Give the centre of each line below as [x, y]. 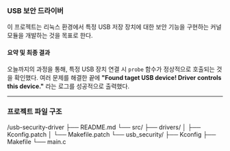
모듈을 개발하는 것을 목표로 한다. [50, 36]
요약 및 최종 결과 [29, 52]
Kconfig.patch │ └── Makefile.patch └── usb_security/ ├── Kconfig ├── [112, 134]
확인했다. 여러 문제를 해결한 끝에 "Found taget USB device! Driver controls [118, 77]
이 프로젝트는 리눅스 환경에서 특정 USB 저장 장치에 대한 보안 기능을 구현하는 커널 [114, 27]
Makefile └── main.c [37, 141]
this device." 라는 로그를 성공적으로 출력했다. [68, 86]
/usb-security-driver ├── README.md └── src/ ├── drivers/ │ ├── [104, 127]
